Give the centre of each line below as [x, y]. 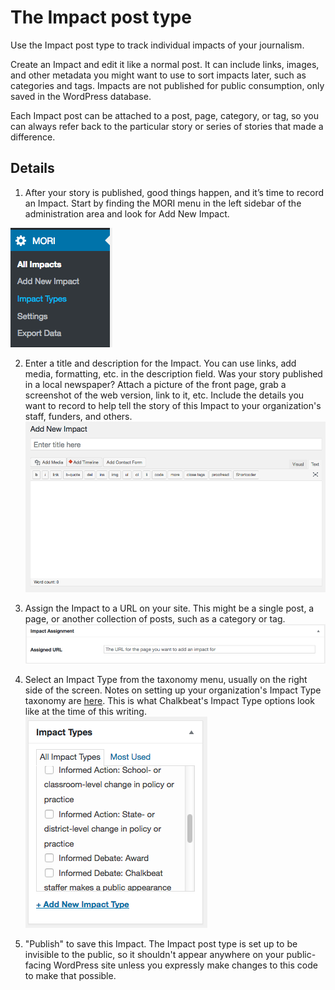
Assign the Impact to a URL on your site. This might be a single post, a [169, 608]
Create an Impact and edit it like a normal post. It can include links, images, [165, 64]
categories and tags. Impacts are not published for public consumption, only [167, 85]
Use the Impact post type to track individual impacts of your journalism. [157, 45]
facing [38, 965]
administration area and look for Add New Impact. [127, 213]
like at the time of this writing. [85, 712]
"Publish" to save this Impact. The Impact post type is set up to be [161, 944]
